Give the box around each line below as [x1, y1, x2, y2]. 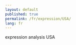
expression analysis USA [5, 34, 55, 40]
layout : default [5, 7, 38, 12]
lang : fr [5, 21, 23, 26]
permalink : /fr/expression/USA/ [5, 16, 71, 21]
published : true [5, 12, 38, 17]
